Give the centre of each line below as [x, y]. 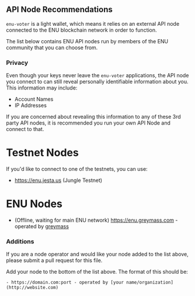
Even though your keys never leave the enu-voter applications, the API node [97, 75]
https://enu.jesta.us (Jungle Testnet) [58, 180]
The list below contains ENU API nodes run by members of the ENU [87, 41]
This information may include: [42, 88]
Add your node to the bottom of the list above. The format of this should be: [97, 272]
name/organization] [150, 283]
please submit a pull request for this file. [54, 260]
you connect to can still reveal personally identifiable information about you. [97, 82]
